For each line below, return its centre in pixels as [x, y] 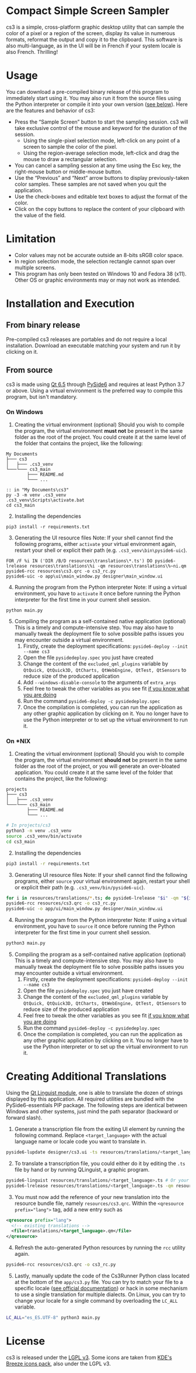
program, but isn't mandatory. [42, 397]
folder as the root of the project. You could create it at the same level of [100, 437]
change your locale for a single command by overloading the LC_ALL [96, 1301]
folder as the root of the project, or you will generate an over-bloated [97, 766]
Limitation [31, 239]
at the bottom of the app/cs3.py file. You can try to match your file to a [99, 1282]
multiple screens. [35, 267]
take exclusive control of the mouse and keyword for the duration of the [101, 128]
